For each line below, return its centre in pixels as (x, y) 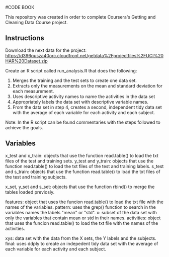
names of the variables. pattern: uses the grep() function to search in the (80, 207)
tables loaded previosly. (30, 192)
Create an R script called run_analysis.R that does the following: (71, 70)
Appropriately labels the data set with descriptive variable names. (80, 102)
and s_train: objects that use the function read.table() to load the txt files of (83, 172)
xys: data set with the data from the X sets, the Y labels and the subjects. (81, 238)
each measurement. (33, 91)
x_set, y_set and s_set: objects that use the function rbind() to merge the (80, 187)
